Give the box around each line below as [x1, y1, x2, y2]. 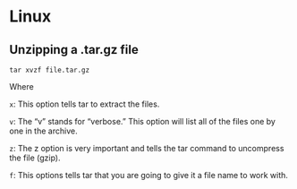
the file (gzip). [9, 152, 61, 163]
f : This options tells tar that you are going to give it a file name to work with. [9, 170, 289, 180]
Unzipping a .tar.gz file [9, 42, 139, 57]
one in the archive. [9, 125, 78, 136]
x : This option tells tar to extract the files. [9, 99, 160, 109]
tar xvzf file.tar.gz [9, 65, 90, 74]
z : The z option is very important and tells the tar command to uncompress [9, 143, 284, 153]
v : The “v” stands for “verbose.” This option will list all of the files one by [9, 116, 276, 126]
